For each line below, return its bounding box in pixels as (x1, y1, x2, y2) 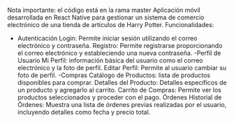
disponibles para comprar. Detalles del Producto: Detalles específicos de (17, 79, 227, 86)
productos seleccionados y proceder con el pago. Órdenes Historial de (17, 93, 222, 101)
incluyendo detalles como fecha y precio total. (17, 108, 151, 116)
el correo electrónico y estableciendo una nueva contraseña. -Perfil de (17, 49, 221, 57)
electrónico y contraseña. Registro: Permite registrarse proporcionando (17, 42, 223, 49)
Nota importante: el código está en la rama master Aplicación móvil (7, 6, 200, 14)
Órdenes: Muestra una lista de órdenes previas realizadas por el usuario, (17, 101, 227, 108)
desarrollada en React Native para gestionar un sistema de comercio (7, 13, 205, 22)
